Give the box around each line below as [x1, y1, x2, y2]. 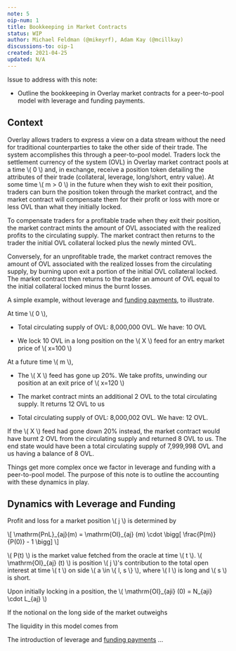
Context [7, 117, 44, 129]
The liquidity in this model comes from [7, 622, 118, 631]
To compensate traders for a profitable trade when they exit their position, [7, 216, 221, 225]
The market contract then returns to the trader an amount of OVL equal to [7, 275, 220, 283]
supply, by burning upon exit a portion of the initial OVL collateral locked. [7, 267, 218, 275]
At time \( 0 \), [7, 309, 48, 317]
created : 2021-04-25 [7, 50, 68, 57]
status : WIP [7, 29, 42, 37]
